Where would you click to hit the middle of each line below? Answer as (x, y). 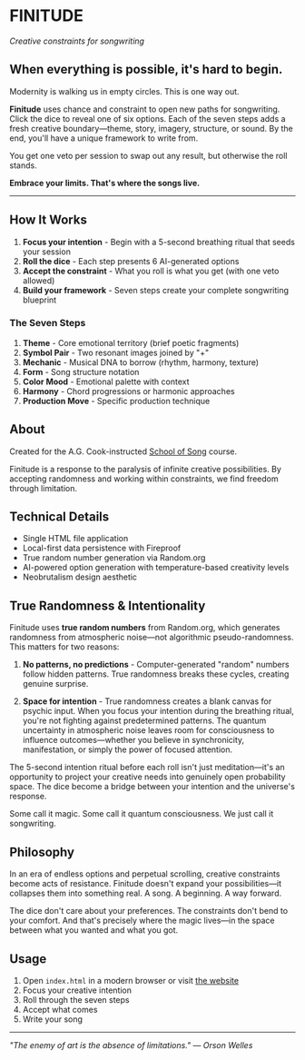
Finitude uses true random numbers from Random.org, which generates (145, 628)
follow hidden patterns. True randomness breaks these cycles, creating (156, 674)
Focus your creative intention (77, 990)
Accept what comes (60, 1009)
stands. (24, 165)
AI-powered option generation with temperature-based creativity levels (156, 568)
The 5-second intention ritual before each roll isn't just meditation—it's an (147, 768)
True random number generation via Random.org (114, 558)
